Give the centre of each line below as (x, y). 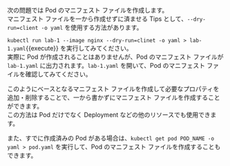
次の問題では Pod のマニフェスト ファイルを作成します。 (88, 10)
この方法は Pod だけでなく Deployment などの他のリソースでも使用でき (109, 115)
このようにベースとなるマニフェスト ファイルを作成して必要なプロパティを (113, 89)
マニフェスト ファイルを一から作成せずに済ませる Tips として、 (97, 19)
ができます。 (25, 106)
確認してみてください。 (58, 74)
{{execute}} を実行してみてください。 (79, 48)
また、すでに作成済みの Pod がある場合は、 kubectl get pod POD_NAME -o (111, 138)
